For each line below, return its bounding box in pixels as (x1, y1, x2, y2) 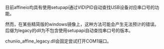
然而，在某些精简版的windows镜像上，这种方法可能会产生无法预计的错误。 (5, 21, 159, 27)
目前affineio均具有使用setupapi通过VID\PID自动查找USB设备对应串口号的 (5, 4, 155, 10)
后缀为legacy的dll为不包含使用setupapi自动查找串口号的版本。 (5, 27, 133, 33)
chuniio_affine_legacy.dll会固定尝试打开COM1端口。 (5, 38, 112, 44)
